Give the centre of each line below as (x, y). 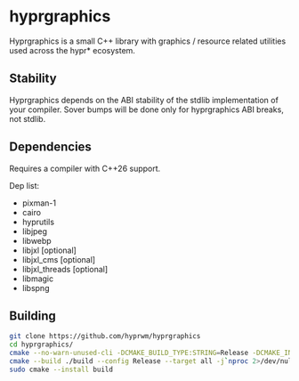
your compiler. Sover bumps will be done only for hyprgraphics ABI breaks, (147, 109)
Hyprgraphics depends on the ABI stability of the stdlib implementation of (144, 100)
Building (32, 316)
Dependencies (50, 147)
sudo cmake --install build (61, 369)
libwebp (36, 240)
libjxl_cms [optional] (59, 259)
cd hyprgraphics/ (41, 345)
